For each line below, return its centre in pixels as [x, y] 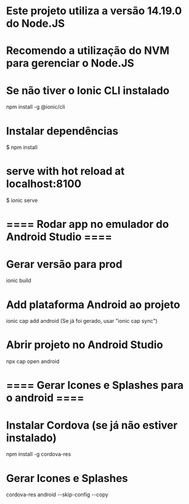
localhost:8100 [44, 184]
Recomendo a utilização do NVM [88, 51]
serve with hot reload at [66, 171]
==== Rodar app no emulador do [88, 224]
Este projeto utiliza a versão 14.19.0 [94, 11]
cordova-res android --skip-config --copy [57, 495]
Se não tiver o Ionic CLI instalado [88, 91]
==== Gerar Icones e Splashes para [95, 386]
